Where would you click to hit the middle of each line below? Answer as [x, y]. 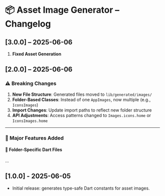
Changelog [28, 24]
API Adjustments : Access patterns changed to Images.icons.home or [82, 115]
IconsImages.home [30, 121]
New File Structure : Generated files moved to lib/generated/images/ [82, 94]
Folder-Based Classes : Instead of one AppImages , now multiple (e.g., [81, 99]
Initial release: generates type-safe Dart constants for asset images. [81, 188]
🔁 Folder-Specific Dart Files [34, 150]
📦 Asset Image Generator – [62, 10]
